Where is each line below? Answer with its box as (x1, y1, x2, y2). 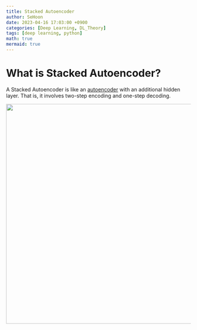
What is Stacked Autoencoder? (6, 67, 161, 80)
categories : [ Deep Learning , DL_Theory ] (6, 25, 107, 31)
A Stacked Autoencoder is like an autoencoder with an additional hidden (6, 86, 181, 93)
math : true (6, 36, 33, 42)
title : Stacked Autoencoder (6, 8, 75, 15)
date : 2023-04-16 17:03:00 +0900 (6, 19, 88, 25)
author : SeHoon (6, 14, 43, 20)
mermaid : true (6, 42, 41, 47)
